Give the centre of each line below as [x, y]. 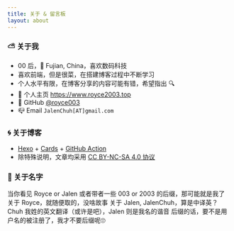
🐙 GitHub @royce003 [49, 102]
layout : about [28, 21]
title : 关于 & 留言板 [37, 14]
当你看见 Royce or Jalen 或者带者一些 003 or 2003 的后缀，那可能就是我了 [116, 194]
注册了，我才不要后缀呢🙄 [68, 220]
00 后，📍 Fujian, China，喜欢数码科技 [72, 65]
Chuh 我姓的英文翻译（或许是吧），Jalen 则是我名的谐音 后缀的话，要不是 [114, 212]
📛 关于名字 [26, 177]
